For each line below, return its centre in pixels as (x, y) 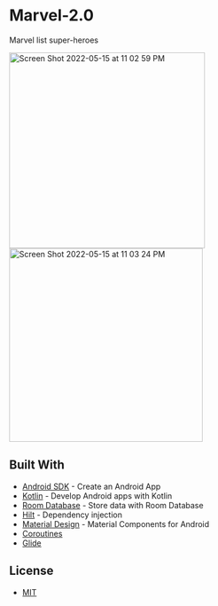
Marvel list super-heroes (54, 40)
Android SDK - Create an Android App (91, 486)
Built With (37, 465)
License (31, 571)
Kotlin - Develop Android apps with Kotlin (97, 496)
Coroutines (42, 533)
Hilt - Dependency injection (72, 515)
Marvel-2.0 (52, 16)
